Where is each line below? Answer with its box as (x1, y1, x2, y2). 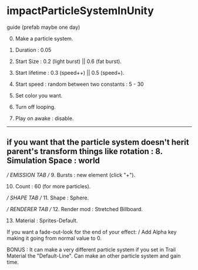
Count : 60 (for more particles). (15, 182, 91, 189)
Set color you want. (15, 92, 63, 99)
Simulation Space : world (6, 156, 100, 166)
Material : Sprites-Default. (15, 216, 78, 224)
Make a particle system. (15, 35, 73, 42)
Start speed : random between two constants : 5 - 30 (15, 81, 144, 88)
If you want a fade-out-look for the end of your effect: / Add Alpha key (6, 228, 177, 235)
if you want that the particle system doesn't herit (6, 137, 190, 148)
